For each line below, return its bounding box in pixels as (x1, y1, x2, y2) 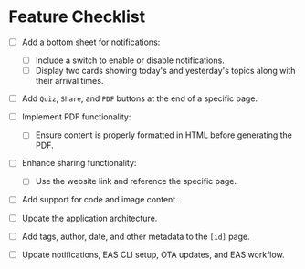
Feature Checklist (8, 6, 146, 27)
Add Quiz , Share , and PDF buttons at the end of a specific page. (21, 93, 258, 104)
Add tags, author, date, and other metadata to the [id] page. (21, 231, 250, 242)
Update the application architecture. (21, 212, 158, 223)
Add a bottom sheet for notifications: (21, 36, 161, 47)
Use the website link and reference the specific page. (35, 176, 237, 187)
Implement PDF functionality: (21, 111, 131, 122)
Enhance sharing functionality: (21, 158, 137, 169)
